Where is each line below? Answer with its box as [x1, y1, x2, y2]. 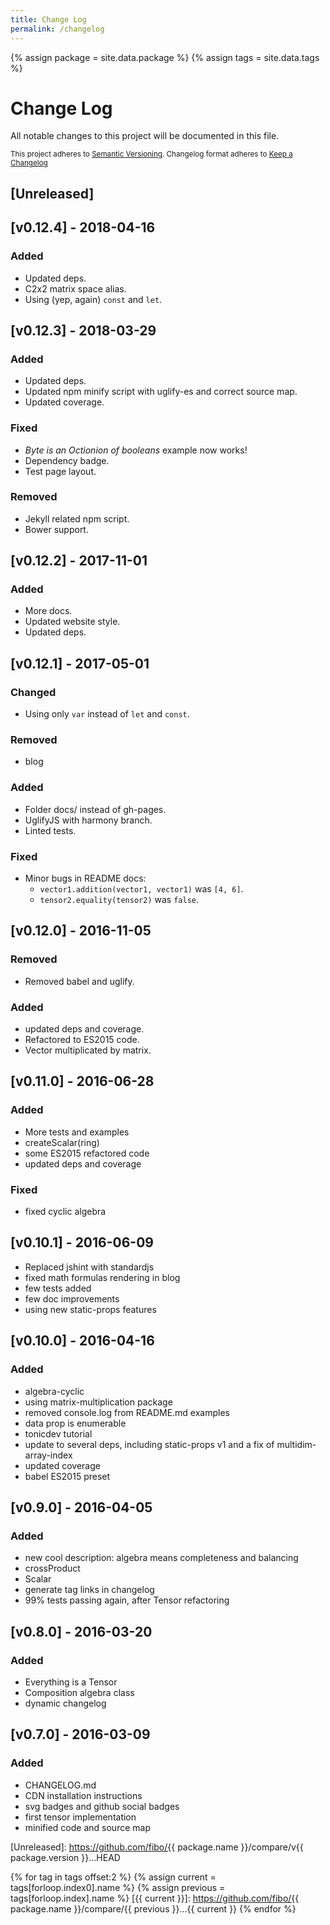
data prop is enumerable [24, 1417, 127, 1429]
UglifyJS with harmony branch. [24, 814, 153, 826]
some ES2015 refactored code [24, 1147, 150, 1159]
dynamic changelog [24, 1697, 107, 1709]
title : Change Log [10, 14, 87, 25]
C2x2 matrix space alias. [24, 282, 127, 295]
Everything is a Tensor [24, 1676, 118, 1688]
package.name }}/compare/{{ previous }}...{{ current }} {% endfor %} [10, 1902, 297, 1915]
